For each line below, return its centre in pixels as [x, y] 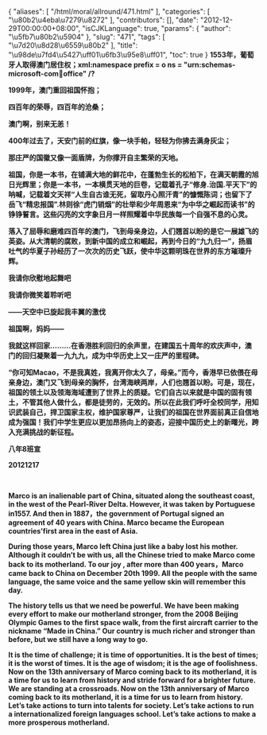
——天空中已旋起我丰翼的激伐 [57, 312]
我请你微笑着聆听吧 [40, 295]
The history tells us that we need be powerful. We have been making [124, 605]
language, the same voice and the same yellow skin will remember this [127, 581]
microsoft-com [34, 74]
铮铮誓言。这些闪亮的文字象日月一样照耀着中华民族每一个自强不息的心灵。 [130, 214]
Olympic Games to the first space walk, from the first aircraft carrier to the [133, 622]
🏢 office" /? [77, 74]
